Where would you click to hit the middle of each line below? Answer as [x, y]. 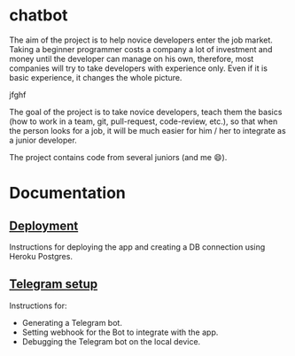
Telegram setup [54, 284]
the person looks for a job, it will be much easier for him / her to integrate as [147, 130]
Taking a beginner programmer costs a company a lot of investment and [141, 49]
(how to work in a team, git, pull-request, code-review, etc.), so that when [144, 121]
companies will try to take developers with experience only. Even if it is [139, 68]
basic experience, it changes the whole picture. [96, 77]
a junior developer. [43, 140]
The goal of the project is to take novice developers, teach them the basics [146, 112]
